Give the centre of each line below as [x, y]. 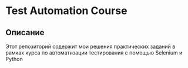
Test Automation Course [66, 11]
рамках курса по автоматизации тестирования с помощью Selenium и [94, 53]
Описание [25, 33]
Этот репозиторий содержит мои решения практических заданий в [90, 46]
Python [14, 59]
